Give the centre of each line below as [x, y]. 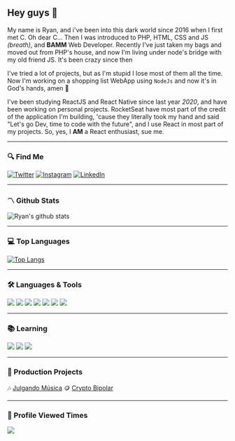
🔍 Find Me [26, 156]
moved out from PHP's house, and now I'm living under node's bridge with [114, 52]
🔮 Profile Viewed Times [48, 415]
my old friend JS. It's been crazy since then [70, 60]
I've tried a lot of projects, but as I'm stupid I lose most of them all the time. [115, 73]
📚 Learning [27, 328]
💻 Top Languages [38, 241]
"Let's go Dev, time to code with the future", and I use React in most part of [115, 124]
